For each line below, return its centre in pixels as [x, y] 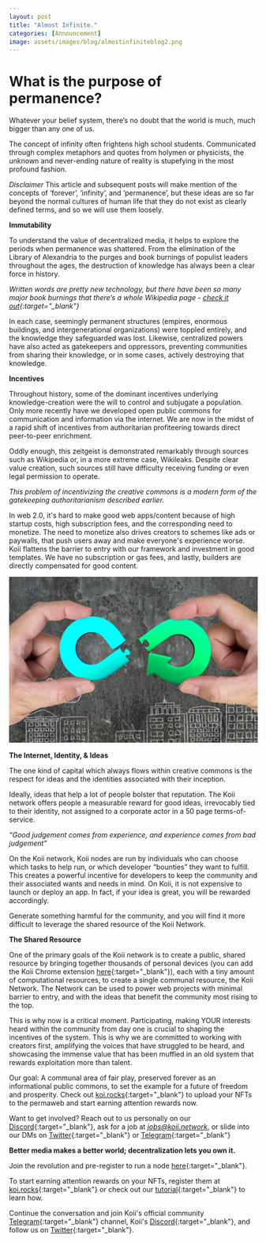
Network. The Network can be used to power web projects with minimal [126, 988]
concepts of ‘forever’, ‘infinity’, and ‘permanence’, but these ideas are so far [131, 193]
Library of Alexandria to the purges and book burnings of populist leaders [129, 258]
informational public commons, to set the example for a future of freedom [128, 1086]
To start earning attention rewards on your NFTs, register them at [114, 1180]
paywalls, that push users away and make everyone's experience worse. [127, 540]
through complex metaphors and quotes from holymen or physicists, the [126, 152]
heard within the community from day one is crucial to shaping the [117, 1029]
